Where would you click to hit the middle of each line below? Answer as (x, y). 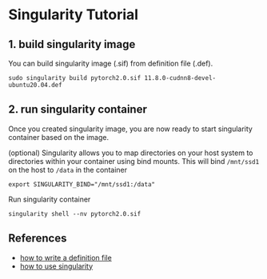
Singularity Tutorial (73, 15)
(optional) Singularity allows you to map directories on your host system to (131, 153)
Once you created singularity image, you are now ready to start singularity (131, 129)
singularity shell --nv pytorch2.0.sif (75, 213)
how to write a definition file (66, 257)
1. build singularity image (72, 44)
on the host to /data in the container (68, 169)
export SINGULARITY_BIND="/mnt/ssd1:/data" (82, 184)
